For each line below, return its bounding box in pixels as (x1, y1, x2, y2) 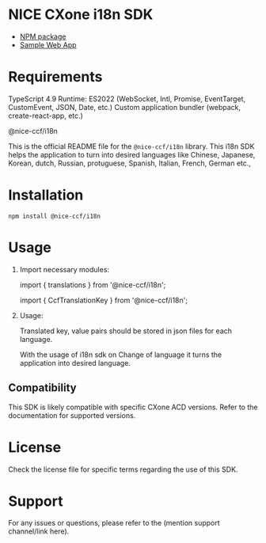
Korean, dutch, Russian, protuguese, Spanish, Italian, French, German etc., (8, 158, 252, 168)
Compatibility (8, 382, 77, 395)
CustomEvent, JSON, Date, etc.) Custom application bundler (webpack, (8, 102, 241, 112)
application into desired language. (19, 358, 131, 367)
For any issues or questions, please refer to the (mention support (8, 518, 220, 528)
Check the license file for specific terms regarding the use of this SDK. (8, 465, 238, 474)
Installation (8, 186, 84, 204)
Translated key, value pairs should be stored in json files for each (19, 326, 232, 336)
